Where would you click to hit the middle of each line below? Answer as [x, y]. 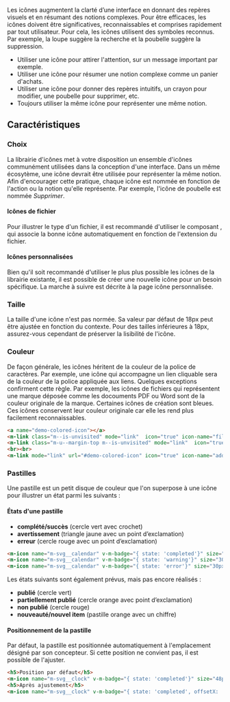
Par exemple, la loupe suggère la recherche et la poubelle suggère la [104, 39]
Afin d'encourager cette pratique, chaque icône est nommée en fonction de [114, 181]
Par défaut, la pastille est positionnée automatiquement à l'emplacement [109, 645]
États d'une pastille [35, 511]
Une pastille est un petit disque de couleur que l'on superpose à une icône [112, 488]
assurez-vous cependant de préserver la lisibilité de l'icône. [91, 334]
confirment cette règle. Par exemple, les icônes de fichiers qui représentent [114, 388]
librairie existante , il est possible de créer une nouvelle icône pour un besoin [115, 280]
